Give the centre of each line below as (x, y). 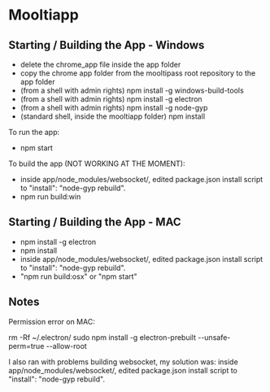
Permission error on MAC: (52, 321)
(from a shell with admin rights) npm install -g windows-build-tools (132, 90)
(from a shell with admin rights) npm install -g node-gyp (114, 108)
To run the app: (34, 132)
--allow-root (66, 346)
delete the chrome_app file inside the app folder (100, 64)
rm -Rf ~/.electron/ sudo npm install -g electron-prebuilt (102, 337)
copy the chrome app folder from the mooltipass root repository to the (138, 73)
